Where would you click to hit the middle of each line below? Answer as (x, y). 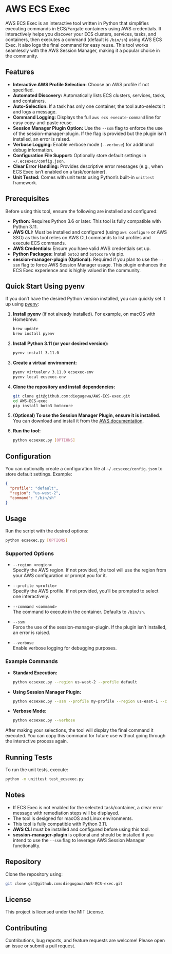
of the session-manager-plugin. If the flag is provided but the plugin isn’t (90, 133)
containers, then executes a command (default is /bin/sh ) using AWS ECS (84, 40)
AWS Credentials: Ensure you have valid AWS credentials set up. (82, 248)
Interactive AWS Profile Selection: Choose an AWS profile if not (81, 84)
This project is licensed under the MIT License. (55, 912)
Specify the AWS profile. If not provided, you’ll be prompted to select (85, 591)
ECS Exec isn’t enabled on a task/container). (60, 171)
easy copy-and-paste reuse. (43, 122)
